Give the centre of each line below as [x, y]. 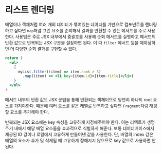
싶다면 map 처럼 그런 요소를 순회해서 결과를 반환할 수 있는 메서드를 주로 [80, 30]
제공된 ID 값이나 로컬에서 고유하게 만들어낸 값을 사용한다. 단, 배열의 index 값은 [79, 134]
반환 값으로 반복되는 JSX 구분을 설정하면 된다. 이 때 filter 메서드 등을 [72, 42]
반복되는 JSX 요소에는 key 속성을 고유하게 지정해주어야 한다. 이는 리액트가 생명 [80, 122]
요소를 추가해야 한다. [30, 112]
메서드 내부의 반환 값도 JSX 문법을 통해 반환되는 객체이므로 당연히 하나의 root [79, 99]
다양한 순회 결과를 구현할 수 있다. [46, 49]
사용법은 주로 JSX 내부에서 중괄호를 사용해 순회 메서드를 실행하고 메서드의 [85, 37]
